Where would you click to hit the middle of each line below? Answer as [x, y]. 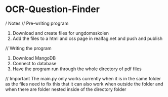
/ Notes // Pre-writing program [37, 23]
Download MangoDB [34, 58]
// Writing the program [28, 48]
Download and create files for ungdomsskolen [61, 33]
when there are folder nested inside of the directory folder [66, 89]
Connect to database [34, 63]
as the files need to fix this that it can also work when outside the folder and [84, 84]
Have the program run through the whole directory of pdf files [77, 69]
